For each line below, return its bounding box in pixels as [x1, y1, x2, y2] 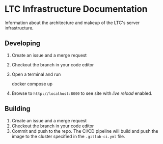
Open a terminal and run [11, 71, 61, 77]
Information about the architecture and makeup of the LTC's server [4, 20, 140, 26]
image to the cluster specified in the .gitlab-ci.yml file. [11, 133, 126, 139]
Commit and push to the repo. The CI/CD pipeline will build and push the [11, 128, 159, 134]
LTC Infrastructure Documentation [4, 3, 148, 15]
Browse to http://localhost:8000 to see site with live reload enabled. [11, 90, 153, 96]
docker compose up [11, 81, 53, 86]
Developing [4, 39, 40, 48]
